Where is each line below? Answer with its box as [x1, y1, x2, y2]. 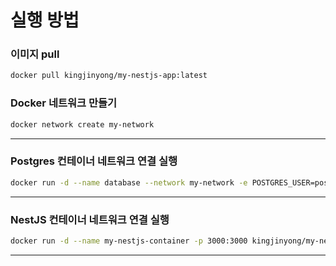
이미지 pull [10, 47, 60, 61]
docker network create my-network [10, 119, 155, 130]
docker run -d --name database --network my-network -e [10, 177, 248, 188]
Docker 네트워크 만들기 [10, 96, 118, 110]
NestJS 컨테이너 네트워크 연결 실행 [10, 212, 170, 226]
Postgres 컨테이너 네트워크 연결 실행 [10, 154, 178, 168]
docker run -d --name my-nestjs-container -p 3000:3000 [10, 236, 248, 246]
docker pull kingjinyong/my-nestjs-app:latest [10, 71, 208, 81]
